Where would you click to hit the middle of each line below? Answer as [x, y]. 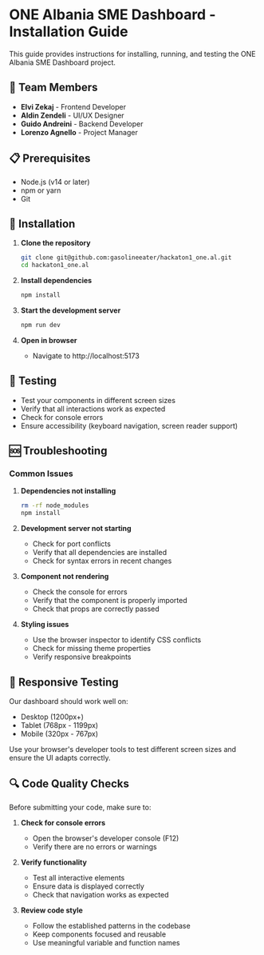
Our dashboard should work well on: [69, 701]
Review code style [51, 910]
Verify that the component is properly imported [110, 601]
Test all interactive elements [79, 877]
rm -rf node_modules [55, 505]
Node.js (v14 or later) [55, 182]
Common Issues [41, 474]
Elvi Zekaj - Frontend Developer [73, 106]
